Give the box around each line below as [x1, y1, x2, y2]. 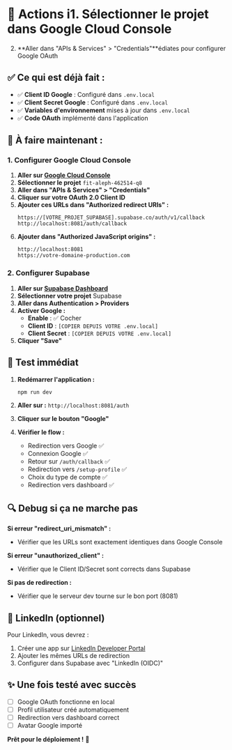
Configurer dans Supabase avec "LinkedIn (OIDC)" [17, 659, 164, 668]
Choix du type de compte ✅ [27, 473, 108, 482]
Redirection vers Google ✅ [27, 442, 105, 450]
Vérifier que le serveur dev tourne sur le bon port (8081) [17, 592, 179, 600]
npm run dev [17, 388, 52, 396]
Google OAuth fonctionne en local [17, 697, 115, 706]
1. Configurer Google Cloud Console [7, 155, 131, 165]
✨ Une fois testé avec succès [7, 679, 137, 691]
